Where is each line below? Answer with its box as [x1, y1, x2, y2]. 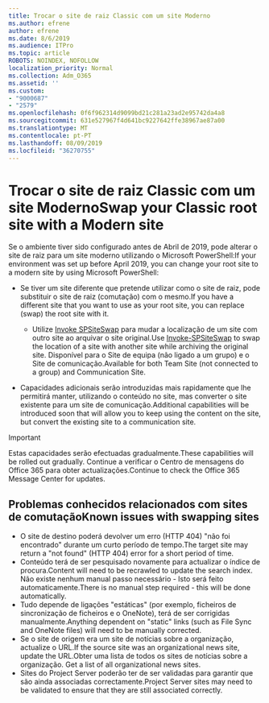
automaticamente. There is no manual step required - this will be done [19, 583, 251, 593]
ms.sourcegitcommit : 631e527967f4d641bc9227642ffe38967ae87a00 [8, 117, 226, 125]
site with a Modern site [8, 215, 164, 234]
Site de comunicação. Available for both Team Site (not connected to [31, 359, 259, 369]
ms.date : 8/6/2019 [8, 34, 70, 43]
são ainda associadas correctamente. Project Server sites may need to [19, 677, 253, 687]
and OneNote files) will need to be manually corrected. [19, 626, 202, 635]
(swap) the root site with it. [19, 309, 110, 319]
